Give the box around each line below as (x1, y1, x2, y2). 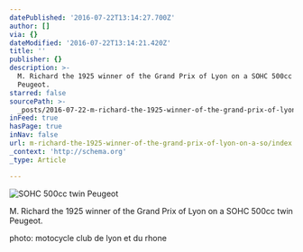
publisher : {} (9, 55, 63, 64)
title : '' (9, 47, 47, 56)
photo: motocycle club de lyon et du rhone (9, 232, 167, 243)
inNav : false (9, 130, 59, 139)
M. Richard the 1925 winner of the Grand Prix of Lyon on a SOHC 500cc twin (9, 205, 293, 216)
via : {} (9, 30, 39, 39)
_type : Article (9, 155, 67, 165)
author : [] (9, 22, 50, 31)
